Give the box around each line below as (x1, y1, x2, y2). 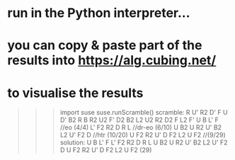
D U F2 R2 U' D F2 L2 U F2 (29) (59, 146, 152, 154)
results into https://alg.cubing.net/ (7, 52, 217, 69)
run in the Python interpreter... (7, 5, 190, 21)
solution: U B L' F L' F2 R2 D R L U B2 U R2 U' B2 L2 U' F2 (59, 138, 228, 147)
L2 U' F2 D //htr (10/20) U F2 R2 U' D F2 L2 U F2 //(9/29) (59, 131, 227, 139)
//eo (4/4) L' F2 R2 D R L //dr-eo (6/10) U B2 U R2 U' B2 (59, 123, 222, 132)
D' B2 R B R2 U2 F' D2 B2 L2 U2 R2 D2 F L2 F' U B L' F (59, 115, 219, 125)
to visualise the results (7, 85, 144, 101)
